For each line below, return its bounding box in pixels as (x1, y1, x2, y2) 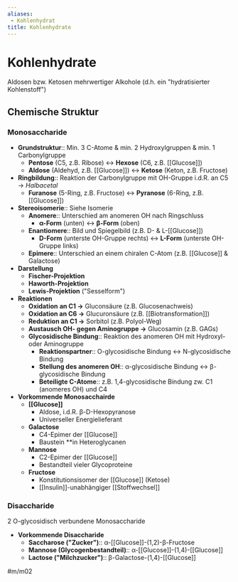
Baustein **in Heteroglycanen (38, 438, 126, 446)
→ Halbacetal (17, 181, 58, 189)
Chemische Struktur (7, 106, 99, 118)
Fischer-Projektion (28, 271, 85, 280)
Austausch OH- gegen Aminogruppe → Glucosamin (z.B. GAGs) (28, 325, 219, 333)
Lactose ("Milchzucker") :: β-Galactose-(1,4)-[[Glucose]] (28, 554, 197, 562)
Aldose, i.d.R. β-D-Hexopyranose (38, 408, 136, 416)
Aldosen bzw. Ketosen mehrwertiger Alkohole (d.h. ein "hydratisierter (7, 77, 210, 86)
